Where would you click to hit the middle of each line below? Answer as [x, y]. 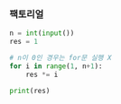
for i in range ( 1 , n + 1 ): [56, 66]
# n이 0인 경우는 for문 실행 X [60, 58]
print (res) [30, 91]
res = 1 [24, 42]
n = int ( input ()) [42, 33]
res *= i [42, 74]
